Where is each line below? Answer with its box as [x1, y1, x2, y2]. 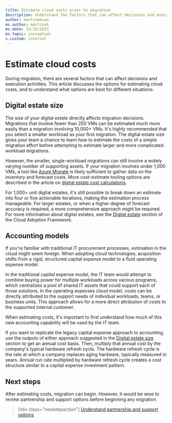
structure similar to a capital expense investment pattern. [5, 362, 125, 369]
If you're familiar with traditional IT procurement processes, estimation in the [5, 245, 166, 251]
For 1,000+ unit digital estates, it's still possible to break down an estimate [5, 189, 161, 195]
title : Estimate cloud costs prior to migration [5, 7, 111, 13]
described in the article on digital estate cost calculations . [5, 179, 127, 186]
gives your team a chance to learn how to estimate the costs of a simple [5, 137, 157, 143]
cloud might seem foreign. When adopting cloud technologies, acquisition [5, 250, 161, 257]
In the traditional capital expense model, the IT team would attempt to [5, 271, 152, 278]
